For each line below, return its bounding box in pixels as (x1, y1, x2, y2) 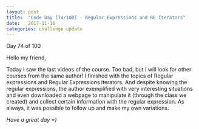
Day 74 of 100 (6, 42, 41, 50)
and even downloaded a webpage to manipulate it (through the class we (6, 91, 187, 99)
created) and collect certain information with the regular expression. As (6, 98, 184, 105)
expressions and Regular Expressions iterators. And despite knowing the (6, 79, 187, 86)
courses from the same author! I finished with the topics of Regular (6, 72, 174, 79)
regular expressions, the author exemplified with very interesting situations (6, 85, 193, 93)
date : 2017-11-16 (6, 20, 56, 26)
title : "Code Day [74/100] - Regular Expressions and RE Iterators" (6, 15, 186, 21)
